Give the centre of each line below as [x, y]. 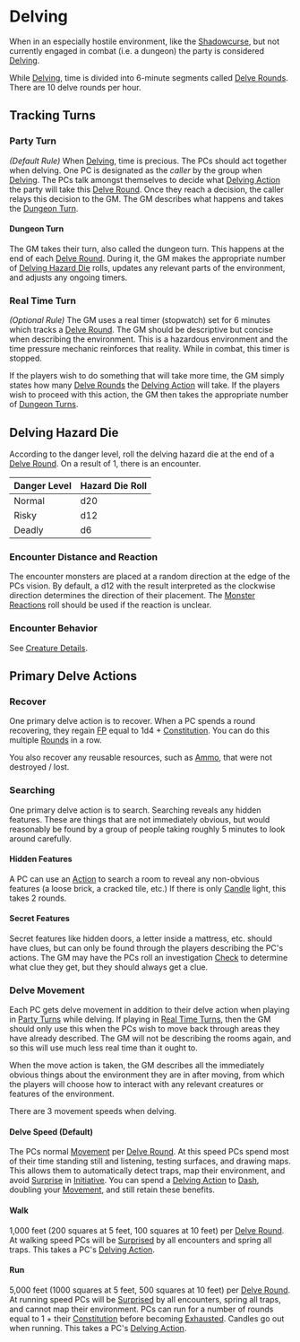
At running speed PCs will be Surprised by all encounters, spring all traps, [146, 1299]
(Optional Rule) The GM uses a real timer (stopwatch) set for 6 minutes [140, 320]
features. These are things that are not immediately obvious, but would [140, 819]
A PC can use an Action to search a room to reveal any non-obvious [134, 879]
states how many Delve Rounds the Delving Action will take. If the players [145, 385]
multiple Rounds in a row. [56, 740]
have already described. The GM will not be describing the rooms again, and [150, 1039]
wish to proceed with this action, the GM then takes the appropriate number [149, 395]
